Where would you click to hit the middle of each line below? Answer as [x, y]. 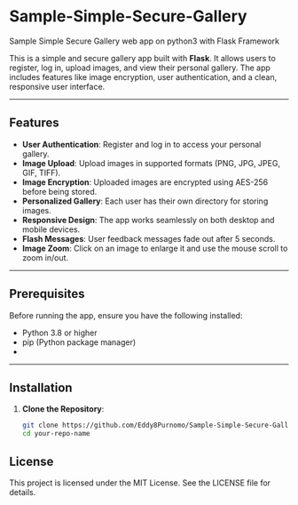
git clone [40, 425]
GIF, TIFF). [41, 172]
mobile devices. [51, 229]
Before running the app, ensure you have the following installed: [126, 315]
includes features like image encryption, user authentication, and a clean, [143, 76]
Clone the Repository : [63, 409]
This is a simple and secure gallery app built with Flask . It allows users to [143, 58]
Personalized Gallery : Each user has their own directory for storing [145, 201]
